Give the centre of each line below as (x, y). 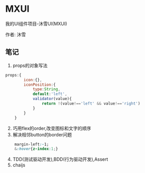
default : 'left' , (50, 94)
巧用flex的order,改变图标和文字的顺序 (52, 128)
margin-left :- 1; (32, 144)
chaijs (19, 165)
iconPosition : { (40, 85)
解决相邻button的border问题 (42, 134)
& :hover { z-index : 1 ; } (36, 149)
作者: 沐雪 (16, 34)
